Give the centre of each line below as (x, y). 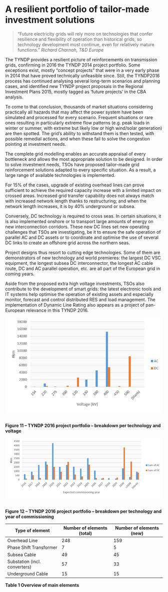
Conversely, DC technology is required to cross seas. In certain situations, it (83, 216)
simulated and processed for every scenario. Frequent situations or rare (79, 117)
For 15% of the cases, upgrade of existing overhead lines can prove (75, 185)
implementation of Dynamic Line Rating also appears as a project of (75, 305)
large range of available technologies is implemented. (60, 175)
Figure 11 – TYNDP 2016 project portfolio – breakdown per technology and (83, 425)
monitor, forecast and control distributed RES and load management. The (80, 300)
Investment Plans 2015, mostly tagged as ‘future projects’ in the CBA (76, 91)
